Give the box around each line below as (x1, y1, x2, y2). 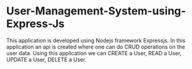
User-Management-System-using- (6, 4, 187, 18)
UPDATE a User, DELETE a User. (6, 56, 87, 63)
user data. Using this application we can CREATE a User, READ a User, (6, 49, 182, 56)
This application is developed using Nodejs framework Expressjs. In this (6, 37, 186, 44)
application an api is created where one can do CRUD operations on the (6, 43, 185, 50)
